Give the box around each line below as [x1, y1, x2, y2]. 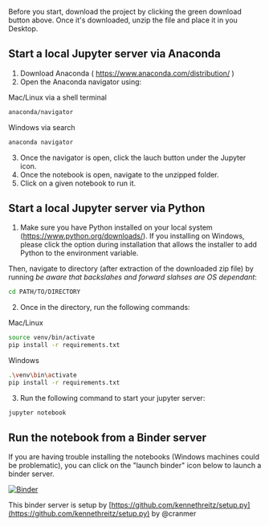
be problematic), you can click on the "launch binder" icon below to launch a [8, 461, 262, 471]
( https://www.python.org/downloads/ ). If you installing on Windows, [19, 231, 245, 241]
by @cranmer [151, 509, 197, 519]
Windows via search [8, 122, 75, 132]
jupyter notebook [8, 409, 67, 417]
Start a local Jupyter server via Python [8, 201, 206, 215]
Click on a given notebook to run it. [19, 178, 137, 188]
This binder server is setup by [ [8, 500, 112, 510]
